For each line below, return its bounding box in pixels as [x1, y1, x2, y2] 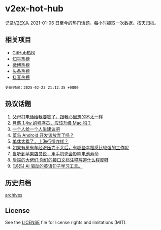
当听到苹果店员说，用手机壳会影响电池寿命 [12, 151, 99, 157]
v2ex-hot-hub [5, 3, 64, 14]
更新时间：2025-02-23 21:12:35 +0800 [5, 85, 79, 90]
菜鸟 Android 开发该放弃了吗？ [12, 132, 74, 138]
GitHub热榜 [12, 50, 35, 56]
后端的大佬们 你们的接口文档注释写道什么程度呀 [12, 157, 109, 163]
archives [5, 192, 23, 198]
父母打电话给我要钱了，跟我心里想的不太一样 [12, 114, 103, 120]
